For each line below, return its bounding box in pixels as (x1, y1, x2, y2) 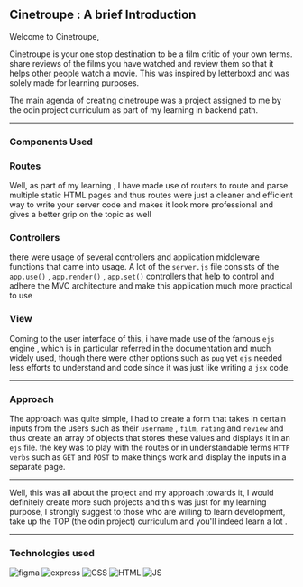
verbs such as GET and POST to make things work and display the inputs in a (9, 451, 287, 463)
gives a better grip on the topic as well (9, 209, 151, 220)
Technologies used (9, 546, 95, 559)
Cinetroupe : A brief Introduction (9, 7, 197, 23)
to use (9, 290, 33, 301)
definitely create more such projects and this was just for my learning (9, 496, 267, 508)
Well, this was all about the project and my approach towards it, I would (9, 487, 274, 498)
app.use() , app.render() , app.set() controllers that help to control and (9, 271, 275, 282)
